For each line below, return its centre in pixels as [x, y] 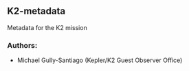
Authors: [22, 45]
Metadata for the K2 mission [47, 27]
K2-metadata [36, 11]
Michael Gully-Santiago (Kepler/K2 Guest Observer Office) [100, 60]
